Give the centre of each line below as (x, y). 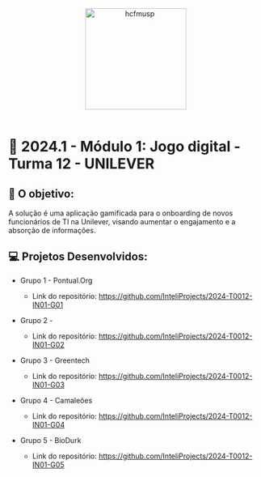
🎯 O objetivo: (41, 194)
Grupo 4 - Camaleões (56, 400)
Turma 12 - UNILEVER (82, 164)
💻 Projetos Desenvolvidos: (78, 257)
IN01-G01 (47, 305)
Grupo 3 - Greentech (55, 360)
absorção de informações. (52, 230)
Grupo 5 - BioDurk (51, 440)
